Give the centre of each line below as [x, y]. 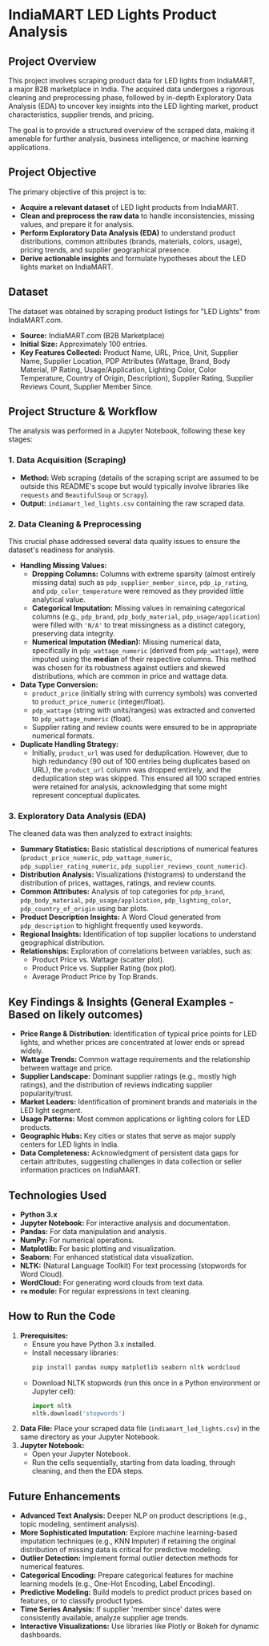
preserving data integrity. [74, 634]
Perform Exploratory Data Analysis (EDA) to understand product [128, 232]
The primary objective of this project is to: [77, 192]
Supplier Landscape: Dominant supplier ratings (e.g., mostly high [128, 1076]
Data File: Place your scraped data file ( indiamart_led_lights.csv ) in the [140, 1429]
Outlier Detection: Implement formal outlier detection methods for [129, 1558]
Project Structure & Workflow [83, 411]
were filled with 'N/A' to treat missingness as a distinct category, [139, 625]
